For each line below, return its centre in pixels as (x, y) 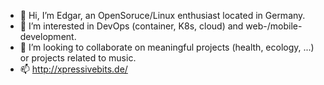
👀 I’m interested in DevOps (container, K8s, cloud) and (131, 26)
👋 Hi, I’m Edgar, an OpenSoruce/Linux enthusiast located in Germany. (162, 15)
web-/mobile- (274, 26)
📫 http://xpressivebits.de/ (73, 69)
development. (48, 36)
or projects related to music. (78, 58)
